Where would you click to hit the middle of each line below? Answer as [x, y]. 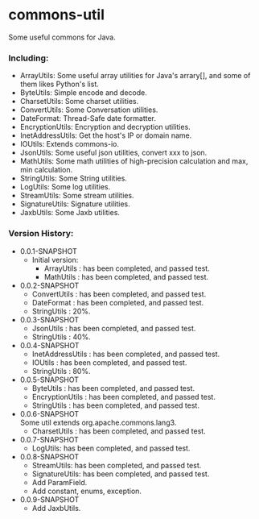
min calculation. [46, 170]
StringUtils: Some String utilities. [73, 178]
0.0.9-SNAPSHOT [49, 499]
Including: [29, 58]
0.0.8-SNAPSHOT [49, 456]
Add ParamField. [60, 482]
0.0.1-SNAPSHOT [49, 251]
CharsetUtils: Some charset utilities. [79, 102]
